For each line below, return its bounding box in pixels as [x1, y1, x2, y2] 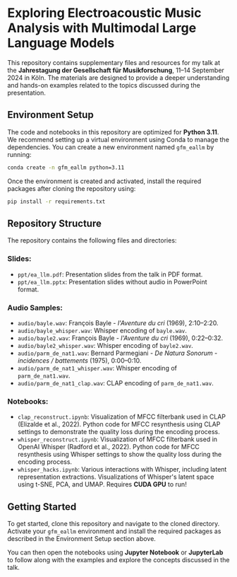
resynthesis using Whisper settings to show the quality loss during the [17, 450, 222, 459]
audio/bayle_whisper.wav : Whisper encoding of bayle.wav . [17, 326, 187, 334]
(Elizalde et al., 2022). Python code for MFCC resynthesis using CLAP [17, 420, 221, 429]
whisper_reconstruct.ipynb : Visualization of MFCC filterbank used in [17, 435, 217, 443]
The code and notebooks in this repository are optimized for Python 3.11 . [7, 127, 219, 136]
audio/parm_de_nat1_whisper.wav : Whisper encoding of [17, 363, 178, 372]
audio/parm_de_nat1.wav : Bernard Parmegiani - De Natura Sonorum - [17, 349, 218, 357]
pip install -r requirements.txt [7, 198, 106, 205]
